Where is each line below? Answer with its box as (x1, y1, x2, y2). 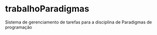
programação (5, 24, 33, 30)
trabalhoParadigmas (5, 3, 89, 14)
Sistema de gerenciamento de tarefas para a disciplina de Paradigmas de (5, 19, 152, 25)
